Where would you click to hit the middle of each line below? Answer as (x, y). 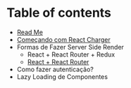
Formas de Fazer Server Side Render (70, 47)
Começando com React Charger (63, 39)
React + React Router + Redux (71, 54)
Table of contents (59, 13)
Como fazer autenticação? (55, 69)
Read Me (30, 32)
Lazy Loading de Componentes (62, 76)
